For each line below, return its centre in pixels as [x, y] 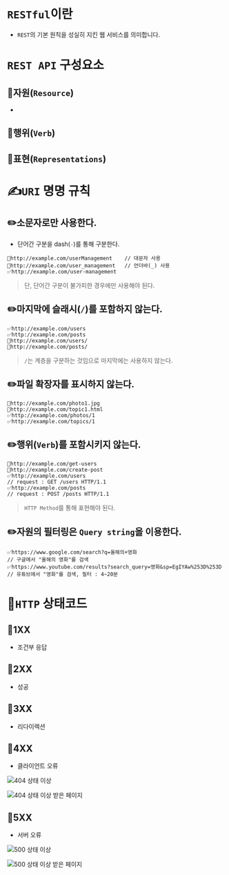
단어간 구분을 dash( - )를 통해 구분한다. [68, 244]
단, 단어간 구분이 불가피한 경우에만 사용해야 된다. [89, 285]
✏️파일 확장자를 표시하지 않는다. [71, 384]
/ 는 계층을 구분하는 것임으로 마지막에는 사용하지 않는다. [98, 360]
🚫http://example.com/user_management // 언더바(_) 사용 [89, 266]
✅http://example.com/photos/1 [51, 416]
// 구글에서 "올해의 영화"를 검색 [48, 559]
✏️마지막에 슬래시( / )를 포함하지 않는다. [85, 309]
